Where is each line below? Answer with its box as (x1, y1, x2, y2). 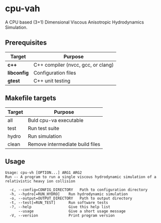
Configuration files (33, 69, 76, 76)
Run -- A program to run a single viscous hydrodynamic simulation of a (5, 174, 157, 179)
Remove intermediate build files (27, 141, 100, 148)
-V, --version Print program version (9, 213, 115, 218)
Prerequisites (5, 39, 47, 47)
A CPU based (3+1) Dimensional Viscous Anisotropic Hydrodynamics (5, 19, 144, 25)
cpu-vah (5, 3, 40, 14)
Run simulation (27, 133, 62, 140)
